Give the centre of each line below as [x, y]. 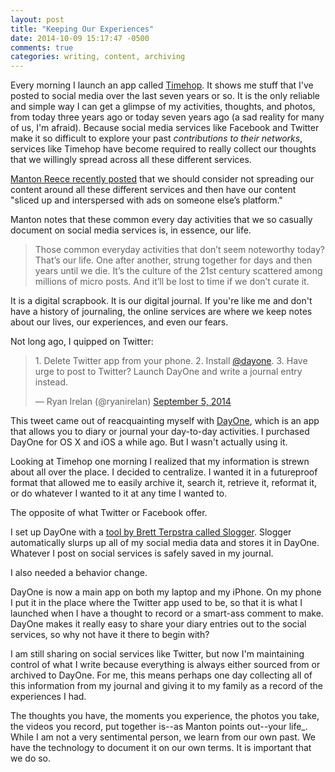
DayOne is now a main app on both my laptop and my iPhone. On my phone [166, 592]
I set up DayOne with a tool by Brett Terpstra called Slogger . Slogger [151, 532]
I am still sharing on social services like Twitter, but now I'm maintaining [157, 654]
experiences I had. [48, 697]
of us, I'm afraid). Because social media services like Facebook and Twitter [165, 128]
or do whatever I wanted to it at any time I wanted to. [119, 493]
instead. [51, 382]
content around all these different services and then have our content [153, 190]
